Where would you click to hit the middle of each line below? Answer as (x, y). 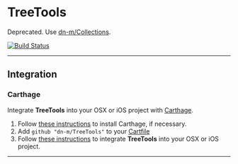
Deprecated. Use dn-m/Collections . (59, 32)
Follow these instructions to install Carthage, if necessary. (102, 124)
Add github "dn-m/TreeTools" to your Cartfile (84, 131)
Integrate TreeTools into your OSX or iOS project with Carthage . (100, 110)
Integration (33, 75)
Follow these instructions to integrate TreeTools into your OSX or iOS (118, 139)
